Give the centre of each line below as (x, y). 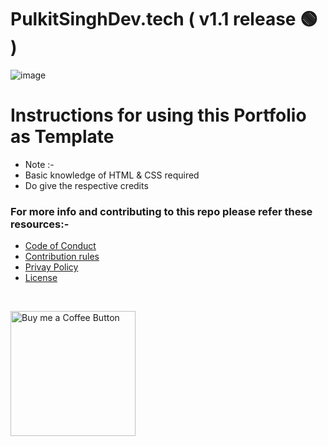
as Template (62, 137)
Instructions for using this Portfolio (158, 115)
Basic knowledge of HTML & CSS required (112, 175)
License (41, 278)
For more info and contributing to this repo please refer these (161, 211)
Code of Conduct (60, 246)
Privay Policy (51, 267)
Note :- (39, 164)
